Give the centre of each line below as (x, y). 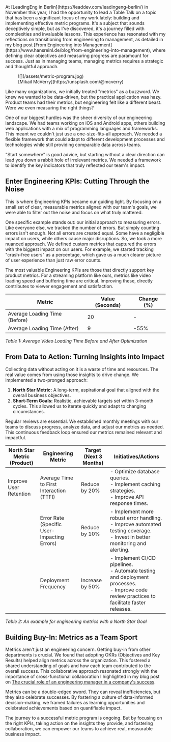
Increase (91, 580)
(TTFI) (48, 497)
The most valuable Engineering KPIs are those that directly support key (80, 270)
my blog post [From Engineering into (44, 45)
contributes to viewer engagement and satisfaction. (59, 286)
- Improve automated (136, 524)
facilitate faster (128, 603)
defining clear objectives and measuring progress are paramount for (77, 55)
